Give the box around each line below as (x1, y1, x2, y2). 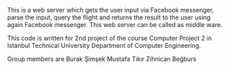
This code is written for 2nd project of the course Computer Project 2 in (7, 34, 212, 42)
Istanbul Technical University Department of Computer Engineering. (7, 42, 201, 49)
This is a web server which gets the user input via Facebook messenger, (7, 6, 214, 14)
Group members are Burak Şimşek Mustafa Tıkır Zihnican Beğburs (7, 55, 196, 63)
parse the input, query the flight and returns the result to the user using (7, 13, 211, 21)
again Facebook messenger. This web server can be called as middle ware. (7, 21, 223, 28)
